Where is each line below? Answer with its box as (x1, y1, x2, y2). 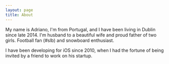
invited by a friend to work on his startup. (5, 52, 92, 59)
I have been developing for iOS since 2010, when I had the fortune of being (5, 47, 164, 53)
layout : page (5, 7, 33, 13)
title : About (5, 12, 33, 17)
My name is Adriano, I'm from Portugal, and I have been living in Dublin (5, 26, 156, 32)
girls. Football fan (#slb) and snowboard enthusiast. (5, 37, 115, 44)
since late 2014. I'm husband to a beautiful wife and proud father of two (5, 32, 157, 38)
